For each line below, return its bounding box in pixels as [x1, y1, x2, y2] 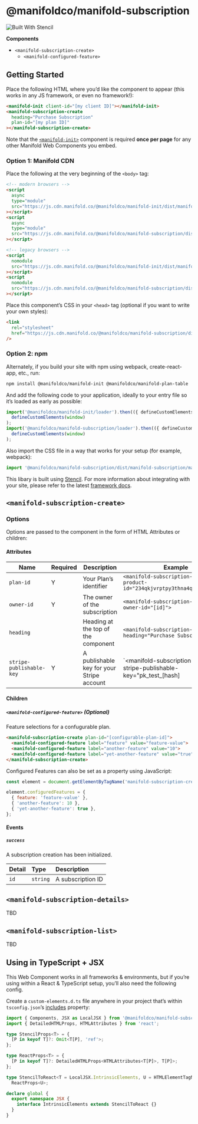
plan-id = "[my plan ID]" [11, 120, 70, 126]
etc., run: [18, 369, 40, 376]
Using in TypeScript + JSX [6, 958, 104, 968]
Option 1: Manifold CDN [6, 157, 75, 165]
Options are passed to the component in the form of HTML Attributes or [6, 528, 180, 535]
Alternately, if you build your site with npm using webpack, [6, 363, 148, 370]
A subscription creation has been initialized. [6, 851, 113, 859]
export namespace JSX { [11, 1096, 70, 1102]
